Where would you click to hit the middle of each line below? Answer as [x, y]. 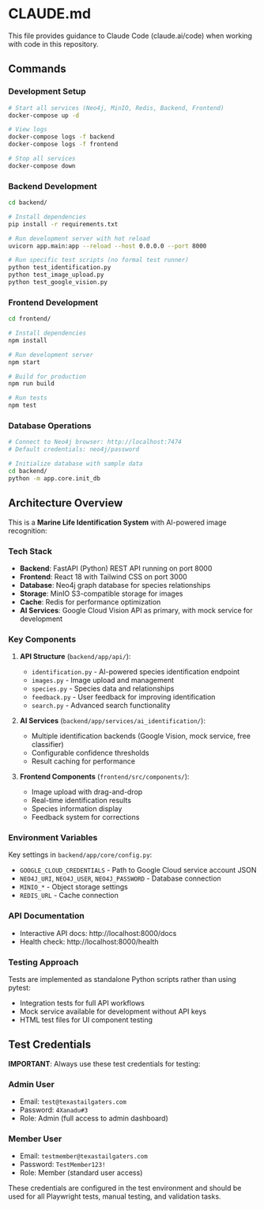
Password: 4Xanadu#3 [54, 1110]
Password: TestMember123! [62, 1165]
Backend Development [53, 186]
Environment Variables [53, 838]
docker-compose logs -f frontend [63, 144]
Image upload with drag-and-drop [87, 792]
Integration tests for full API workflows [82, 1003]
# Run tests [28, 398]
